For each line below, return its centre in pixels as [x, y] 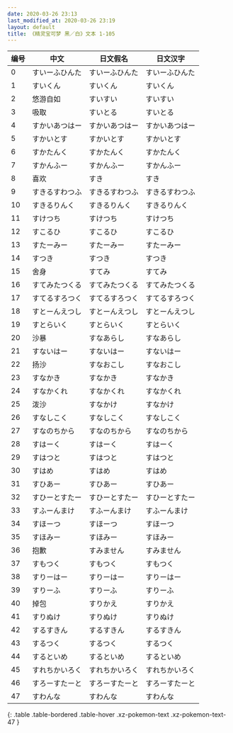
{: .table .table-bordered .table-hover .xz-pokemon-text [89, 715]
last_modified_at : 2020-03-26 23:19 [61, 21]
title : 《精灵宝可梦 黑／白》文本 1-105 [61, 34]
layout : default [31, 27]
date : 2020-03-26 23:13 [42, 14]
